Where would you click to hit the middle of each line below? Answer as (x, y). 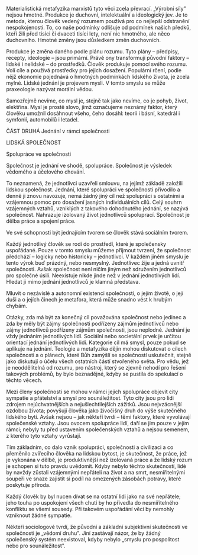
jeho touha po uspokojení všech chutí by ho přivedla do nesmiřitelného (92, 503)
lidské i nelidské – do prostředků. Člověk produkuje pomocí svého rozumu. (97, 64)
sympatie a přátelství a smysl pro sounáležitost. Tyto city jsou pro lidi (90, 398)
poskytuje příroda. (28, 485)
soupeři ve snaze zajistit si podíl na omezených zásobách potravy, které (94, 479)
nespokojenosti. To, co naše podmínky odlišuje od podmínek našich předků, (98, 27)
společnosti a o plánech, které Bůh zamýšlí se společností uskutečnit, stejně (99, 355)
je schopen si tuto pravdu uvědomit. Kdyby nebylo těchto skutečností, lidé (96, 466)
